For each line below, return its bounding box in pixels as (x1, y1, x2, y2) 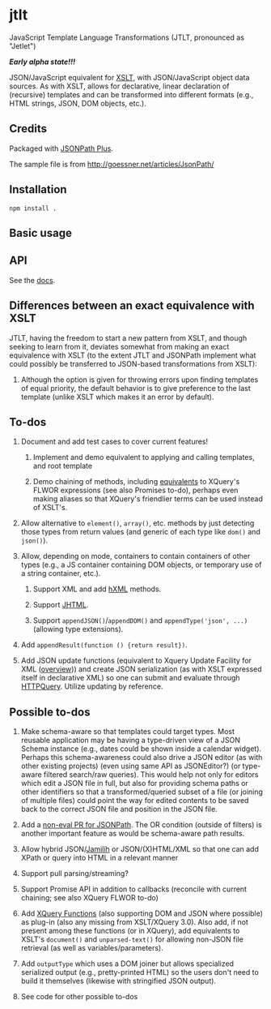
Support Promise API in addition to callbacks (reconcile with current (20, 884, 248, 894)
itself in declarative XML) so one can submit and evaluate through (20, 673, 241, 683)
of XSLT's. (32, 503, 68, 513)
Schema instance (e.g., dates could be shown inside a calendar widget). (20, 744, 262, 754)
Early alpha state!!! (9, 57, 76, 67)
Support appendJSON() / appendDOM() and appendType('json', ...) (32, 616, 248, 625)
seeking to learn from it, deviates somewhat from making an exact (9, 341, 230, 351)
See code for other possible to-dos (20, 992, 138, 1002)
